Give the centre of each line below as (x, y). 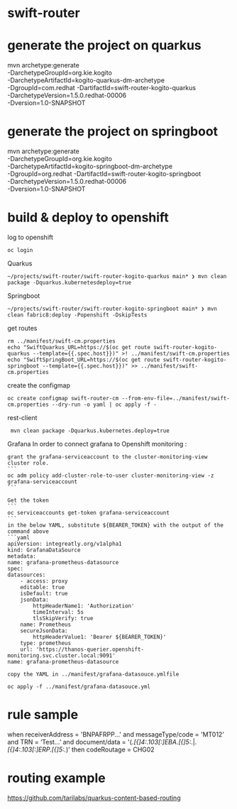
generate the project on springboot (113, 132)
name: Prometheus (46, 624)
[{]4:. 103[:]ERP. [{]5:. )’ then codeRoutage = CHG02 (81, 749)
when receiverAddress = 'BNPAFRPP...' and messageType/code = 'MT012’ (116, 734)
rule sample (43, 715)
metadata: (22, 556)
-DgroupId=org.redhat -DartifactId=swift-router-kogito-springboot (104, 174)
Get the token (28, 500)
